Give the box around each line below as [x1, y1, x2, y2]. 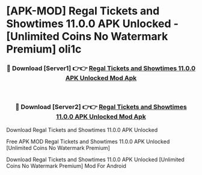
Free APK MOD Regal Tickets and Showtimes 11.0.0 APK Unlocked [6, 138, 170, 145]
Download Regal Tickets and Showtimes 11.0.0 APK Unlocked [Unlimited [6, 156, 185, 163]
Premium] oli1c [6, 43, 82, 56]
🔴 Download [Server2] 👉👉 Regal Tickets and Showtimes [14, 103, 188, 111]
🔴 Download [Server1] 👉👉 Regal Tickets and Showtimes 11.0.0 [6, 64, 196, 73]
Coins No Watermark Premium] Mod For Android [6, 162, 126, 169]
